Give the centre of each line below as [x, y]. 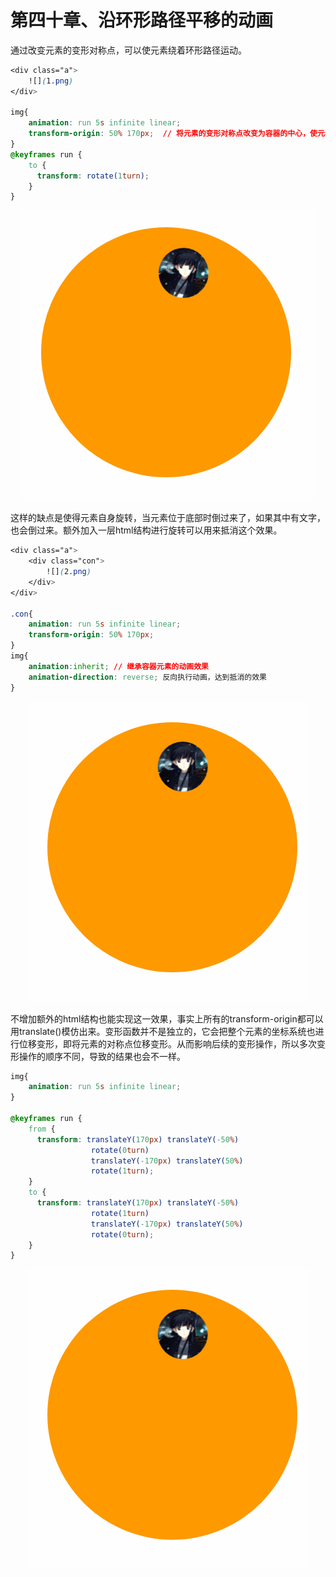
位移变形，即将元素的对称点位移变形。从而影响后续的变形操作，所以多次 [167, 1043]
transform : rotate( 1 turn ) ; [93, 176]
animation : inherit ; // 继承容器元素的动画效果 [118, 666]
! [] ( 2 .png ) [69, 572]
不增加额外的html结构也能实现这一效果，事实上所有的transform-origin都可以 [167, 1018]
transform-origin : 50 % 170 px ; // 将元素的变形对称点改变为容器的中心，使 [173, 134]
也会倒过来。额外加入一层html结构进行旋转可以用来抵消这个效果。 [146, 530]
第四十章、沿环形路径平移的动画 [142, 20]
